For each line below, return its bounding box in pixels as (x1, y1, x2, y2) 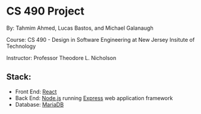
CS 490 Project (6, 4, 85, 18)
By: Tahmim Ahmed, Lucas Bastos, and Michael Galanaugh (6, 24, 154, 32)
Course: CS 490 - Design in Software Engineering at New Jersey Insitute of (6, 36, 195, 43)
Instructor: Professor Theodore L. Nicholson (6, 54, 117, 61)
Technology (6, 42, 36, 50)
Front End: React (15, 88, 57, 95)
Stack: (6, 72, 32, 82)
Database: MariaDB (15, 101, 64, 108)
